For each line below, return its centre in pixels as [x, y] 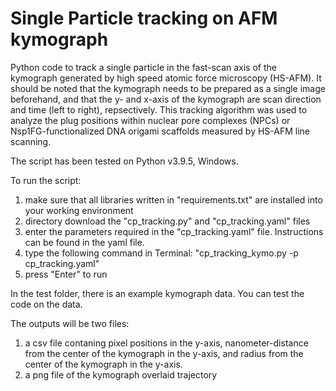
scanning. [31, 141]
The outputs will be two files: [70, 323]
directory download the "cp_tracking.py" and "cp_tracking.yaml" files [167, 221]
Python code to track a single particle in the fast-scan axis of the [143, 67]
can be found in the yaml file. [84, 242]
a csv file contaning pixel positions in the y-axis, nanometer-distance [166, 343]
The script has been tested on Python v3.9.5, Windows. [124, 161]
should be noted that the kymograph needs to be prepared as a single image [168, 88]
